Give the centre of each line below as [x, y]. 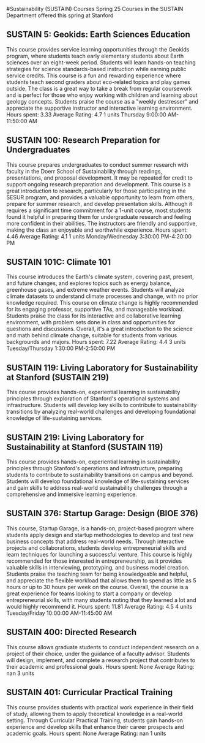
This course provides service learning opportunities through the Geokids [98, 49]
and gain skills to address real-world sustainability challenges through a [97, 488]
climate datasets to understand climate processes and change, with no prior [102, 296]
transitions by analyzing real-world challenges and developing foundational [101, 412]
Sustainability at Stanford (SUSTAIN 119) [85, 447]
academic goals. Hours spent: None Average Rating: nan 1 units [86, 733]
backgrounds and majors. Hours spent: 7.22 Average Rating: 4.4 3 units [96, 342]
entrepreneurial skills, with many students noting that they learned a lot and [101, 600]
